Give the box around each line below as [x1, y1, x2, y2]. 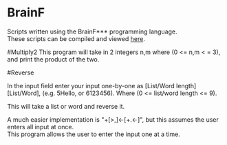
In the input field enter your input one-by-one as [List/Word [7, 81, 175, 90]
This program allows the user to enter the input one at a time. [7, 130, 180, 138]
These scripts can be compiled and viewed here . [7, 34, 146, 42]
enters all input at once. [7, 122, 74, 131]
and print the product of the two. [7, 55, 100, 63]
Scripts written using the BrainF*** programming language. [7, 27, 177, 36]
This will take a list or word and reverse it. [7, 102, 125, 110]
